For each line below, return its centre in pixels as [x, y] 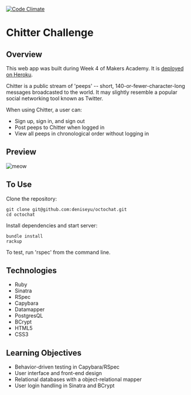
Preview [21, 152]
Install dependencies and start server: [52, 225]
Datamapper [30, 309]
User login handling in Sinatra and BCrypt [64, 386]
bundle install [25, 236]
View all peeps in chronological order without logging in [82, 134]
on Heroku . [20, 74]
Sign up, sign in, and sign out [50, 121]
